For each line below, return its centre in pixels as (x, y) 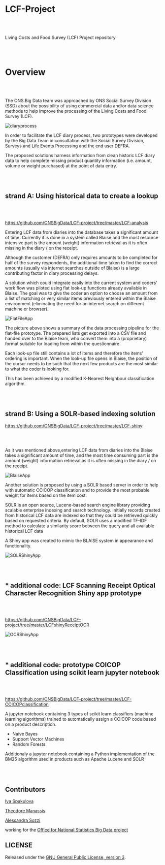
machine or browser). (27, 309)
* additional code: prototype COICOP (63, 665)
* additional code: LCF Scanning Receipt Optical (80, 585)
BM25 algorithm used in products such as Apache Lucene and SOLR (75, 759)
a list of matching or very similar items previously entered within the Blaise (81, 298)
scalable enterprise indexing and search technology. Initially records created (83, 510)
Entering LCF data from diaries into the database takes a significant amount (82, 232)
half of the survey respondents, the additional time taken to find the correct (81, 262)
